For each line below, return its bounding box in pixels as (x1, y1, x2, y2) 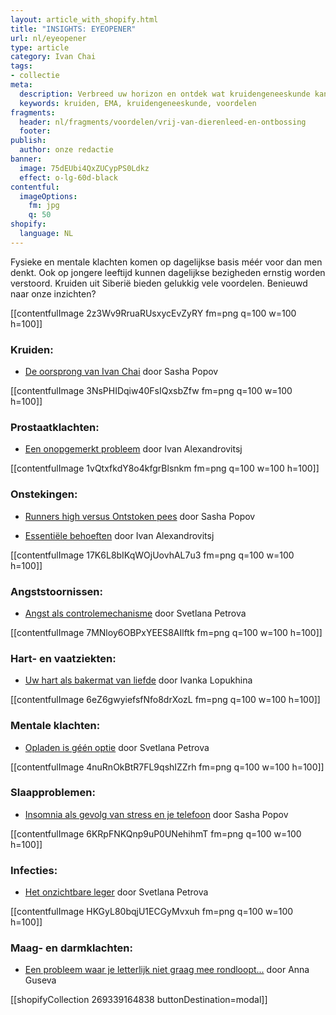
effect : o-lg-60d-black (19, 172, 118, 183)
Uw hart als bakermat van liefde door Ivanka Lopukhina (24, 674, 253, 686)
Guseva (24, 974, 57, 986)
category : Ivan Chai (10, 52, 97, 62)
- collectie (10, 71, 60, 81)
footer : (19, 126, 52, 136)
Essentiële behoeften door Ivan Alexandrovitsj (24, 529, 215, 541)
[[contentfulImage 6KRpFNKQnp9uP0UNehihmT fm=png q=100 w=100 (10, 827, 302, 840)
